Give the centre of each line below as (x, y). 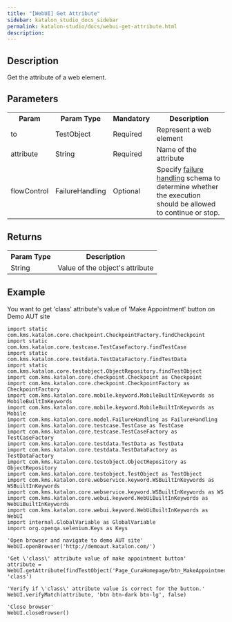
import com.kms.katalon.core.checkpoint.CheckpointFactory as (98, 383)
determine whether (187, 186)
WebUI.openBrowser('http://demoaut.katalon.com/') (81, 546)
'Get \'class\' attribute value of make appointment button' (97, 558)
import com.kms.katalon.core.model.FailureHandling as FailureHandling (112, 419)
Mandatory (132, 118)
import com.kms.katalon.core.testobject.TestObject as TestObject (105, 474)
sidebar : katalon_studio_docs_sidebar (63, 20)
